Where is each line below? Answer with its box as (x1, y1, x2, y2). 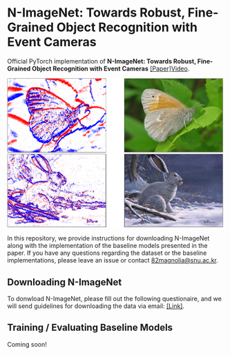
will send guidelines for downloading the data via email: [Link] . (7, 302, 185, 310)
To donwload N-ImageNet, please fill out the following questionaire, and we (7, 294, 222, 303)
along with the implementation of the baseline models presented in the (7, 242, 208, 250)
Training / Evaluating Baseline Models (7, 322, 173, 334)
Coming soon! (7, 340, 47, 348)
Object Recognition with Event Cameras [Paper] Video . (32, 64, 190, 73)
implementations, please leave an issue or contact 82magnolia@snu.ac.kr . (7, 256, 219, 265)
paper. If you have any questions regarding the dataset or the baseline (7, 249, 207, 257)
